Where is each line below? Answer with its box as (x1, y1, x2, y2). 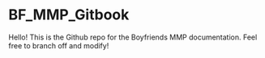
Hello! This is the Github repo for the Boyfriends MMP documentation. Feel (8, 32, 258, 42)
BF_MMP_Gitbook (8, 6, 130, 24)
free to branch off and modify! (8, 40, 109, 50)
